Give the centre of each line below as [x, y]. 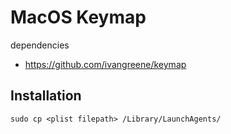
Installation [46, 96]
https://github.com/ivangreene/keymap [105, 64]
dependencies [40, 45]
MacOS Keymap [78, 17]
